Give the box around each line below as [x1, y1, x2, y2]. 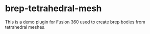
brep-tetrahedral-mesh [5, 3, 102, 14]
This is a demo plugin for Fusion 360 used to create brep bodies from [5, 19, 146, 25]
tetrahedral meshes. [5, 24, 46, 30]
